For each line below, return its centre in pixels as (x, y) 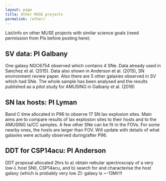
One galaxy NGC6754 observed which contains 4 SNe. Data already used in (83, 66)
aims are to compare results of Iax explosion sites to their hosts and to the (81, 119)
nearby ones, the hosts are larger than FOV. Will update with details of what (83, 130)
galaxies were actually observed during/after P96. (56, 135)
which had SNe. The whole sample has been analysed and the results (77, 82)
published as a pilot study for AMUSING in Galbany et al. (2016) (70, 87)
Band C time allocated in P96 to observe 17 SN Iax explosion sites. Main (79, 114)
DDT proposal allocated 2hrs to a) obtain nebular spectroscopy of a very (79, 162)
